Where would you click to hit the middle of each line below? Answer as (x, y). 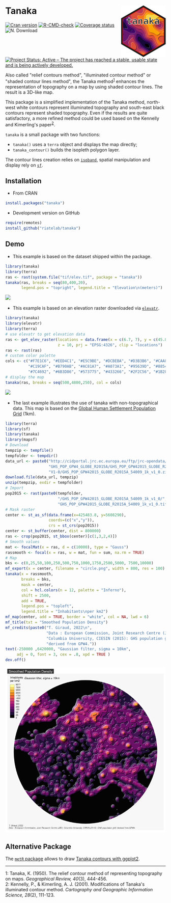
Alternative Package (38, 846)
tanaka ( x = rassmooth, (29, 574)
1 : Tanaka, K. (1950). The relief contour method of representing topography (84, 873)
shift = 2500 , (36, 595)
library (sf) (18, 429)
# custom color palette (31, 356)
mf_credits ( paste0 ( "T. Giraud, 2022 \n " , (49, 627)
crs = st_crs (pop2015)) (74, 526)
